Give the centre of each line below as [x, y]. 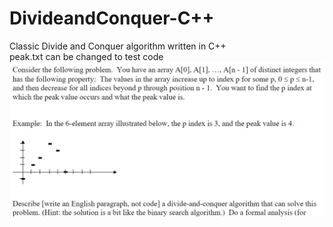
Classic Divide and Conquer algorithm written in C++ [118, 46]
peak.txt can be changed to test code [86, 56]
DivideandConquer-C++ [112, 18]
